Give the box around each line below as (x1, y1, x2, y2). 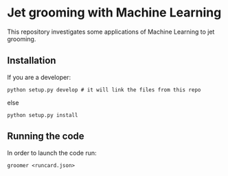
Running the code (7, 131, 84, 142)
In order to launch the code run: (7, 148, 98, 157)
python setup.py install (7, 111, 78, 118)
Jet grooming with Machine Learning (7, 5, 222, 21)
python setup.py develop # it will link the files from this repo (7, 86, 201, 93)
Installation (7, 55, 56, 67)
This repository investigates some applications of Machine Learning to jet (7, 27, 215, 36)
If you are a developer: (7, 73, 71, 81)
